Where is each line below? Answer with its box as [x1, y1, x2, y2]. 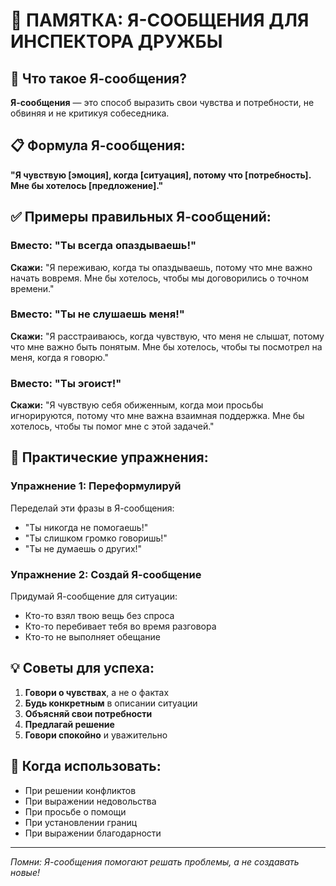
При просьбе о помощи [24, 805, 127, 818]
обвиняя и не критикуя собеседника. [10, 107, 170, 119]
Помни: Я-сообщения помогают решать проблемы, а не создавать [10, 855, 300, 868]
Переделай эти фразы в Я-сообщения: [10, 502, 175, 514]
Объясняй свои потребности [24, 707, 153, 719]
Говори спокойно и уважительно [24, 729, 168, 741]
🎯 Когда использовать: [10, 758, 162, 775]
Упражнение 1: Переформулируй [10, 479, 182, 493]
